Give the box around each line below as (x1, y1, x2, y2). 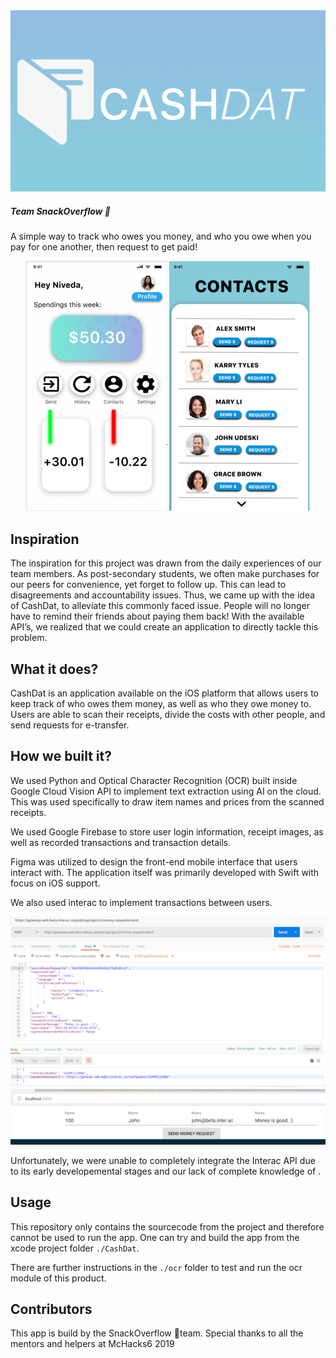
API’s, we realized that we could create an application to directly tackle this (10, 621, 319, 633)
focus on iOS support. (10, 877, 101, 889)
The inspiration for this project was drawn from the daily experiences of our (10, 557, 322, 569)
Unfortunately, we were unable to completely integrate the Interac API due (10, 1154, 316, 1166)
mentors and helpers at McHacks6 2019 (10, 1338, 175, 1350)
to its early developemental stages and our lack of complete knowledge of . (10, 1165, 322, 1177)
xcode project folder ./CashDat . (10, 1242, 140, 1254)
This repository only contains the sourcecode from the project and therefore (10, 1220, 325, 1233)
